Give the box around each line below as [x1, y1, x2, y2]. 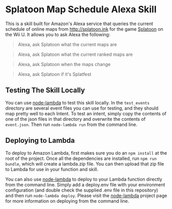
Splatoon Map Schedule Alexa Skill [5, 4, 157, 15]
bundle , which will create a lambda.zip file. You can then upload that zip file [5, 160, 164, 167]
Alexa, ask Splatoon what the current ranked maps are [17, 51, 133, 57]
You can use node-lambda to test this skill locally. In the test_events [5, 99, 150, 106]
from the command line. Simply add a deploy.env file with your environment [5, 181, 165, 187]
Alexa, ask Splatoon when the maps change [17, 61, 111, 67]
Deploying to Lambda [5, 136, 75, 145]
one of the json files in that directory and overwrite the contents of [5, 116, 146, 122]
